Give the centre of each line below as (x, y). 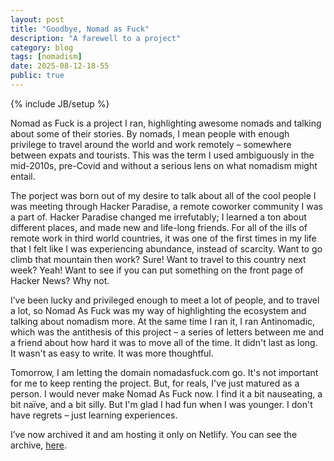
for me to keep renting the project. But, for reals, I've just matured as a (155, 383)
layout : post (37, 19)
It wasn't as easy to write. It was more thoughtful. (112, 353)
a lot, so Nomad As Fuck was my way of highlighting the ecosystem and (158, 310)
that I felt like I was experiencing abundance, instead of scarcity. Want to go (166, 248)
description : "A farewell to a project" (96, 38)
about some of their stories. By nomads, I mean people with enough (150, 133)
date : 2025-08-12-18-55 (60, 66)
